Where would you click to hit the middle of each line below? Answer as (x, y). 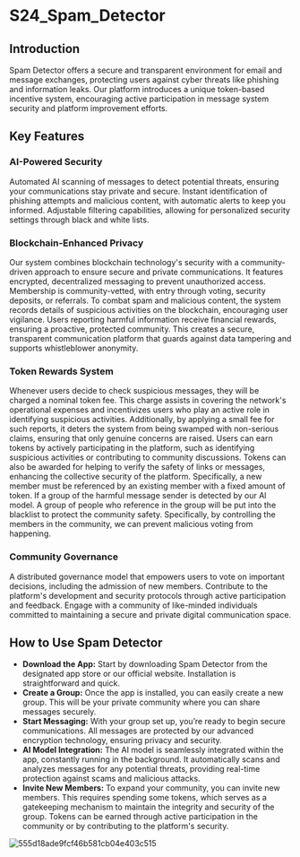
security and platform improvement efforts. (89, 108)
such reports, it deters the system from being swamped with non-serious (144, 429)
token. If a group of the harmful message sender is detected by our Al (138, 496)
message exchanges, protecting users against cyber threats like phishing (144, 80)
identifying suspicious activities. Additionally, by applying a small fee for (142, 420)
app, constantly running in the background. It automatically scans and (151, 759)
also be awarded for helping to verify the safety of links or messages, (137, 467)
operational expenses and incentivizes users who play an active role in (140, 410)
